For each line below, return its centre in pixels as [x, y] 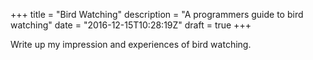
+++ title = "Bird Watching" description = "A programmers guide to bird [157, 14]
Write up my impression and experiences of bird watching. [131, 44]
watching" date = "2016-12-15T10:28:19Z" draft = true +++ [131, 25]
